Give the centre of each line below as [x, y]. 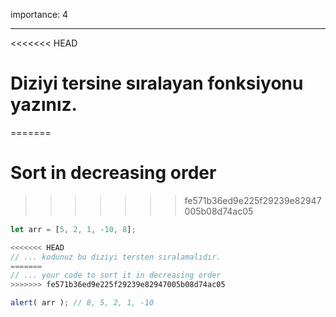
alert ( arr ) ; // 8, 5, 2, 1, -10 [82, 303]
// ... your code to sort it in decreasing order [116, 275]
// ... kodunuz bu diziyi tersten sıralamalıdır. [116, 257]
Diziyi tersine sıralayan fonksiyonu [157, 83]
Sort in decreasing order [113, 173]
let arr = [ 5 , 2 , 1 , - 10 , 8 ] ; [73, 229]
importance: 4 [39, 14]
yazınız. [44, 105]
